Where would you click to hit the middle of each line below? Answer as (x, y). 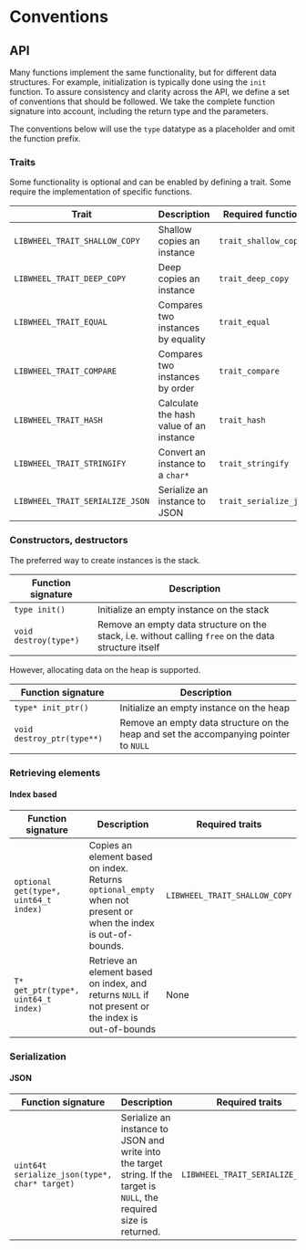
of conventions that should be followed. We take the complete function (142, 101)
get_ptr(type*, (47, 990)
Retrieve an (113, 961)
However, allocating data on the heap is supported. (105, 669)
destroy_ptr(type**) (58, 738)
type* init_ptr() (51, 708)
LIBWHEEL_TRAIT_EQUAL (61, 322)
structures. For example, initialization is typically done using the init (138, 82)
